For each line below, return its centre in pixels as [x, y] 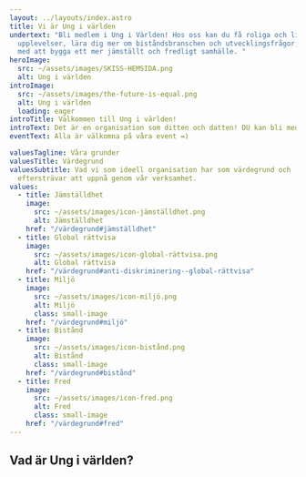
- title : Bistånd [51, 330]
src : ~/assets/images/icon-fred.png [103, 398]
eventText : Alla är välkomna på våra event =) [99, 137]
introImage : [32, 86]
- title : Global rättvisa [67, 238]
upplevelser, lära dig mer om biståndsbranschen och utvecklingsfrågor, [158, 43]
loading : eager [46, 111]
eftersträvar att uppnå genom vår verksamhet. [107, 178]
